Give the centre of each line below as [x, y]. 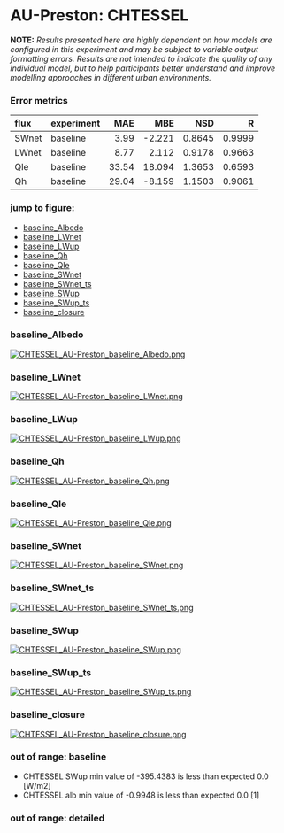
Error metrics [39, 100]
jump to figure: [42, 208]
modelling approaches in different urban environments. [111, 77]
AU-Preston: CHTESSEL [100, 15]
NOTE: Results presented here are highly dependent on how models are [141, 40]
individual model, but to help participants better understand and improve [143, 68]
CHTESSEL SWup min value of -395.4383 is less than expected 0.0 [146, 776]
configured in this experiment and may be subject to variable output [134, 49]
